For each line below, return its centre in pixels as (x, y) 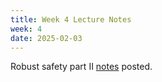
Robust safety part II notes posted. (81, 67)
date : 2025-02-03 (46, 38)
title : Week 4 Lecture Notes (71, 19)
